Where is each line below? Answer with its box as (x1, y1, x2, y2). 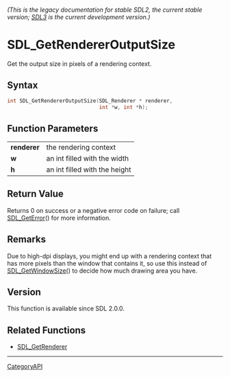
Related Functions (7, 324, 86, 336)
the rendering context (46, 142, 116, 152)
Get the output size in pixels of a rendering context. (7, 59, 152, 68)
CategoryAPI (7, 363, 43, 371)
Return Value (7, 188, 64, 200)
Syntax (7, 79, 38, 91)
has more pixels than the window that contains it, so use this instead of (7, 259, 207, 267)
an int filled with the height (46, 165, 131, 174)
